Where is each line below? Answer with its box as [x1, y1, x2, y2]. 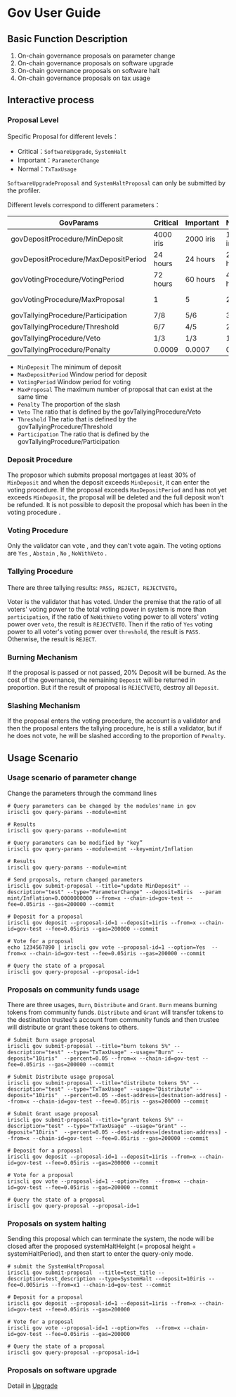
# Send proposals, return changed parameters [7, 876, 143, 883]
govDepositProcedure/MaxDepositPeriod [11, 254, 147, 264]
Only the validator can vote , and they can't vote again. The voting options [7, 542, 221, 550]
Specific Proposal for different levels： [7, 132, 119, 140]
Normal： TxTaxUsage [17, 164, 77, 173]
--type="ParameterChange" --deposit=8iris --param [67, 888, 221, 896]
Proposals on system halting [7, 1219, 107, 1228]
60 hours [185, 274, 216, 284]
